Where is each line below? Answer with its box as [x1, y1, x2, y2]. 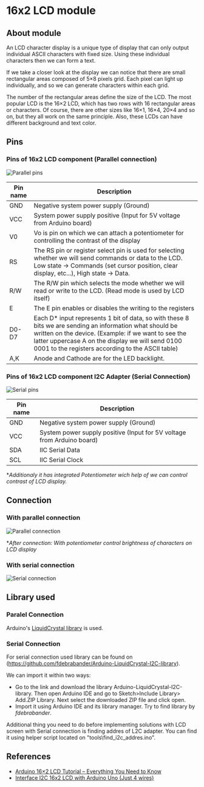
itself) [33, 294, 50, 302]
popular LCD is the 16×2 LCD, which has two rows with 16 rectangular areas [6, 100, 195, 107]
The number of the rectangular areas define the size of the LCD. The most [6, 94, 192, 100]
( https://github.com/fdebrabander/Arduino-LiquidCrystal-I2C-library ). [6, 659, 180, 667]
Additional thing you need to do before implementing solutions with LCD [6, 721, 186, 728]
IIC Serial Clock [39, 456, 84, 464]
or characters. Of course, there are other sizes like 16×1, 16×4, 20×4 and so [6, 106, 195, 113]
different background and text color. [6, 119, 97, 127]
